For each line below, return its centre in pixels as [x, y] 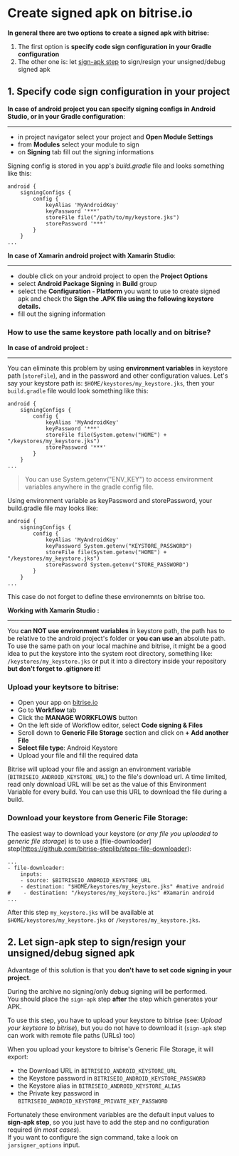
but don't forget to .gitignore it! [54, 669]
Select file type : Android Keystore [68, 748]
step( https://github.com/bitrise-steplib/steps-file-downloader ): [100, 849]
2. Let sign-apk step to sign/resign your [97, 942]
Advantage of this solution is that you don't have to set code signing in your [119, 970]
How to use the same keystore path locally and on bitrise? [109, 332]
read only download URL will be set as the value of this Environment [107, 785]
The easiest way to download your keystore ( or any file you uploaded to [113, 833]
